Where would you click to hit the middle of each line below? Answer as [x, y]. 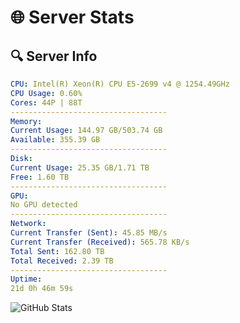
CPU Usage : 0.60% [46, 93]
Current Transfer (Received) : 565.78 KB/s [100, 242]
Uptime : [26, 279]
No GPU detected [44, 205]
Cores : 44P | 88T [46, 102]
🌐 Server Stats [72, 17]
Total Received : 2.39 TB [62, 261]
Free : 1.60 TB [40, 177]
